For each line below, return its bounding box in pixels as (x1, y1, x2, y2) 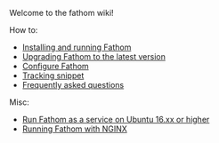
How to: (9, 25, 38, 35)
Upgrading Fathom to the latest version (21, 52, 166, 61)
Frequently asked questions (21, 80, 125, 90)
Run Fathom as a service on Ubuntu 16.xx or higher (21, 115, 210, 124)
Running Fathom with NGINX (21, 123, 127, 134)
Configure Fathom (21, 61, 89, 71)
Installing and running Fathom (21, 42, 132, 52)
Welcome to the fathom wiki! (9, 8, 114, 18)
